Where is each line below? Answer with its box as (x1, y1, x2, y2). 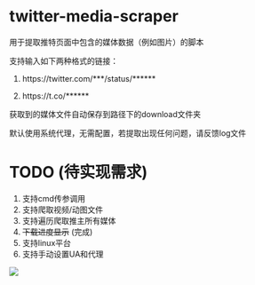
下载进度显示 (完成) (21, 226, 93, 237)
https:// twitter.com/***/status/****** (21, 73, 156, 83)
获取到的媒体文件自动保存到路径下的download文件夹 (9, 108, 202, 119)
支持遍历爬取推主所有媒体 (21, 215, 116, 226)
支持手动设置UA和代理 (21, 249, 104, 259)
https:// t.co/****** (21, 91, 90, 101)
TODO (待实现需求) (9, 162, 148, 183)
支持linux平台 (21, 237, 71, 248)
